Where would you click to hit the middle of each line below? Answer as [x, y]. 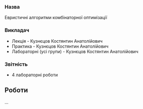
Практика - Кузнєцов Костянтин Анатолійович [60, 46]
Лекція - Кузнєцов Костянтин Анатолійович [57, 41]
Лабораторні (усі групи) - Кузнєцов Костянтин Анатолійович [75, 51]
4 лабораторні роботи [35, 75]
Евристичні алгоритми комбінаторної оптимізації [56, 18]
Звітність [16, 64]
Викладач [17, 30]
